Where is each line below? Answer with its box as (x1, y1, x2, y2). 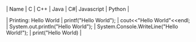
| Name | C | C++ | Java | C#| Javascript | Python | (6, 6, 129, 12)
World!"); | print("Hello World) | (6, 29, 82, 36)
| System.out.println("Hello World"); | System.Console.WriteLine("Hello (6, 23, 179, 30)
